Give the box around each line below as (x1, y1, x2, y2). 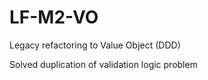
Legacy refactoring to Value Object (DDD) (9, 39, 181, 51)
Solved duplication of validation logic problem (9, 58, 198, 70)
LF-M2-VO (9, 6, 99, 29)
